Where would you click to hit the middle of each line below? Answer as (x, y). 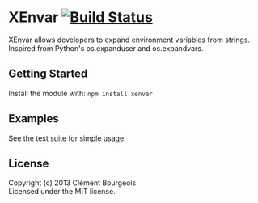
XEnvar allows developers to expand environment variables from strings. (129, 40)
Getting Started (48, 74)
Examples (34, 118)
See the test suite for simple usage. (68, 138)
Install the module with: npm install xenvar (81, 93)
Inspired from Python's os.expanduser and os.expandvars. (106, 48)
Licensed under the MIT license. (62, 192)
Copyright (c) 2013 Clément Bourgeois (72, 183)
